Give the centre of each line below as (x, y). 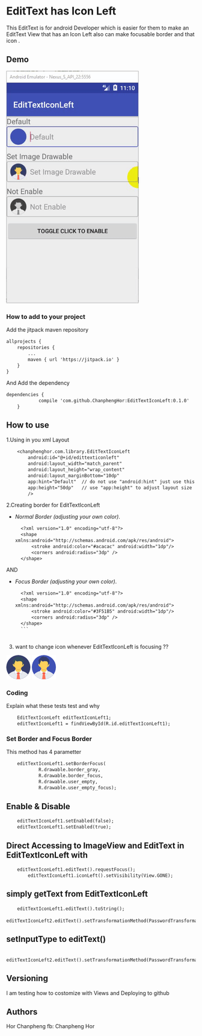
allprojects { (24, 342)
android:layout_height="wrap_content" (76, 469)
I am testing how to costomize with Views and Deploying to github (88, 993)
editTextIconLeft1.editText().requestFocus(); (76, 870)
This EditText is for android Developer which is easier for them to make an (98, 28)
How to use (28, 425)
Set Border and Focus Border (49, 739)
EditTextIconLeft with (47, 855)
